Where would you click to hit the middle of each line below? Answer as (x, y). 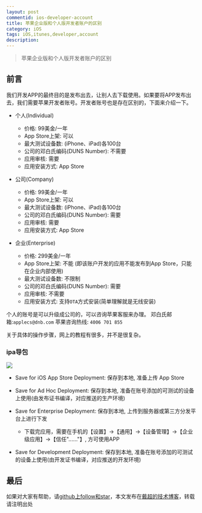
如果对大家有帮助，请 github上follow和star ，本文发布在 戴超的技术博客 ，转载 (101, 496)
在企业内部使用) (44, 271)
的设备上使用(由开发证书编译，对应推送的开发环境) (78, 460)
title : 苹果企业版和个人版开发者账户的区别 (54, 23)
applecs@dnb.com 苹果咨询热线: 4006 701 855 (68, 322)
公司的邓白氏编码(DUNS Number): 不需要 (75, 151)
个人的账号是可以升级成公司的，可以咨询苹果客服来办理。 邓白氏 (86, 314)
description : (23, 40)
